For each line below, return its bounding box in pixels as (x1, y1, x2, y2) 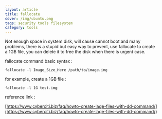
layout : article (5, 7, 38, 12)
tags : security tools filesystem (5, 20, 73, 26)
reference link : (5, 94, 36, 100)
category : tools (5, 25, 38, 30)
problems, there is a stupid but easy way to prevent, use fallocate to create (5, 44, 155, 50)
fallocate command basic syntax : (5, 58, 73, 64)
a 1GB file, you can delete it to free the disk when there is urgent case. (5, 49, 145, 55)
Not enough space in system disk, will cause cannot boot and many (5, 38, 141, 44)
